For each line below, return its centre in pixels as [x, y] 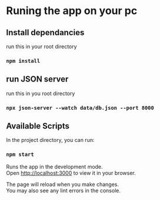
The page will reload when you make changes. [63, 184]
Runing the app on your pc [72, 11]
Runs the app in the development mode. [54, 167]
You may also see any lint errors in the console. [63, 190]
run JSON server [37, 79]
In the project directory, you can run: [50, 140]
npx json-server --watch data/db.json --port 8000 [80, 108]
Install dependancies [45, 33]
